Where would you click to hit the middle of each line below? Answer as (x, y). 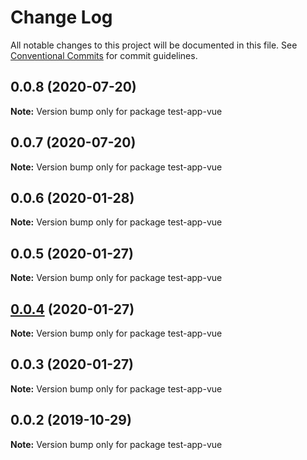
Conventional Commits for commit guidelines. (104, 55)
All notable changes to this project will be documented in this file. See (154, 45)
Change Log (61, 17)
